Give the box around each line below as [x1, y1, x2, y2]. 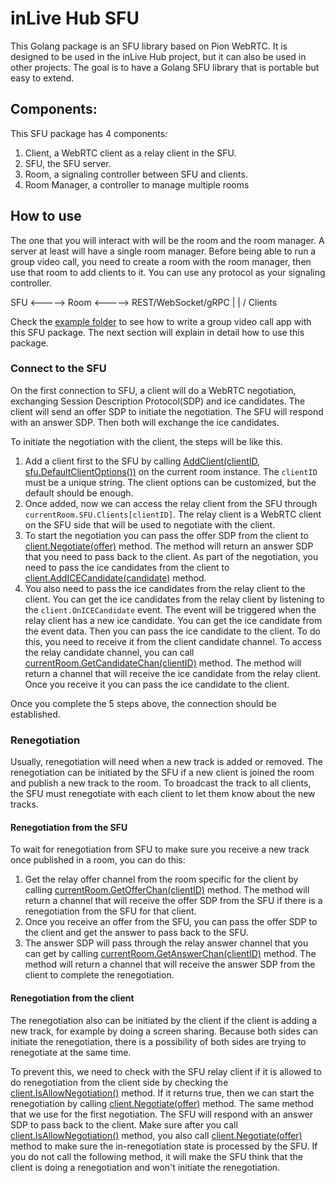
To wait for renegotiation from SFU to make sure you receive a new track [10, 843, 310, 856]
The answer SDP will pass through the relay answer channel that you [24, 937, 309, 949]
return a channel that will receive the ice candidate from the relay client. [24, 667, 322, 679]
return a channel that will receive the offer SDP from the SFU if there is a [24, 895, 323, 907]
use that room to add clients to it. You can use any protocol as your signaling [10, 266, 326, 278]
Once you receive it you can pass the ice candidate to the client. [24, 678, 290, 690]
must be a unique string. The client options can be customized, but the [24, 476, 317, 488]
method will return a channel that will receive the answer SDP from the [24, 958, 316, 971]
